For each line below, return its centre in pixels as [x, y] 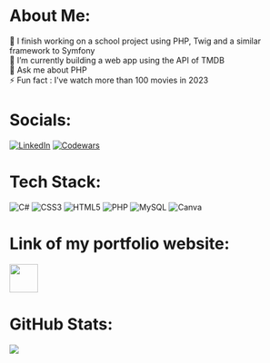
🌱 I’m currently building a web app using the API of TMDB [117, 60]
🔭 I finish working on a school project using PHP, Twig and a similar [135, 41]
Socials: [40, 120]
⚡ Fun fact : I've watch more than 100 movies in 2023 [109, 80]
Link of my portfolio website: [120, 244]
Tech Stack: [55, 182]
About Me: [50, 16]
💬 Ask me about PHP [49, 70]
